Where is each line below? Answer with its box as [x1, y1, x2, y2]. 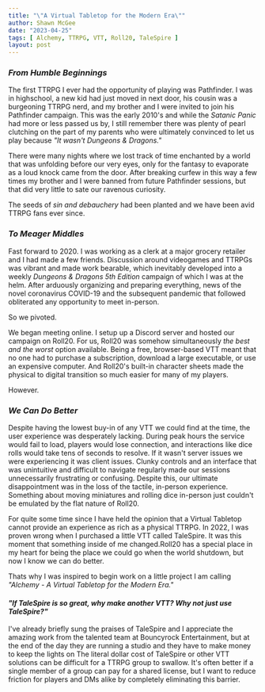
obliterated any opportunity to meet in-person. [8, 296, 160, 306]
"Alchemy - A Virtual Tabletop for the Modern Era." [8, 580, 174, 590]
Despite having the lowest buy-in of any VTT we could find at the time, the [8, 423, 251, 433]
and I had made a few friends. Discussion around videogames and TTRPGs [8, 254, 253, 264]
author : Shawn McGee [8, 19, 77, 27]
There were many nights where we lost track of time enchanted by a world [8, 151, 251, 161]
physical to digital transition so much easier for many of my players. [8, 369, 229, 379]
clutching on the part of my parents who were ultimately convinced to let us [8, 128, 255, 137]
